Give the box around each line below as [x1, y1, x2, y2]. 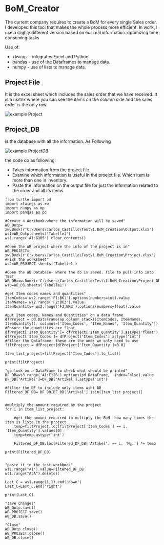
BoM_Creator [5, 3, 60, 14]
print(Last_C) [5, 492, 34, 497]
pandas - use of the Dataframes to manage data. [12, 59, 111, 65]
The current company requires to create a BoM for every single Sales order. [5, 19, 157, 25]
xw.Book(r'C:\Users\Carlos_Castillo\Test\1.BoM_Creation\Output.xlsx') [5, 227, 154, 232]
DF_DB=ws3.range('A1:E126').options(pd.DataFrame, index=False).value [5, 372, 154, 377]
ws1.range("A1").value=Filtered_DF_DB [5, 467, 84, 472]
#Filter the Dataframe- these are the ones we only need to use [5, 338, 139, 343]
